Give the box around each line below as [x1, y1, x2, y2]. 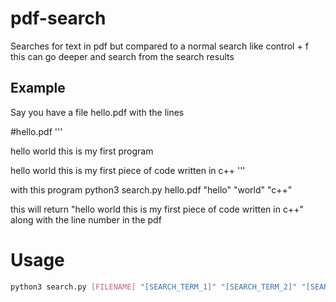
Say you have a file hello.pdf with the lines [10, 106, 185, 118]
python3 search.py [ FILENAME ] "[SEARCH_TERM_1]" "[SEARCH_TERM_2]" [10, 282, 298, 292]
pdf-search [10, 7, 107, 30]
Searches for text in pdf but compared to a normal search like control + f [10, 40, 309, 52]
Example [10, 80, 66, 97]
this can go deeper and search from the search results [10, 50, 235, 62]
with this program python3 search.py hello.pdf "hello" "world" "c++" [10, 183, 293, 196]
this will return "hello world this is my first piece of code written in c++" [10, 203, 304, 215]
